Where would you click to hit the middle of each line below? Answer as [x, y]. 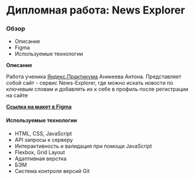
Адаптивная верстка [40, 158]
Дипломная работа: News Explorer [96, 10]
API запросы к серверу [44, 139]
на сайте [17, 95]
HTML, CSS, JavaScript [43, 134]
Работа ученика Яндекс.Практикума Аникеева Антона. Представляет [94, 76]
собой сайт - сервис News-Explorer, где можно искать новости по [90, 83]
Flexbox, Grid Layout [40, 152]
